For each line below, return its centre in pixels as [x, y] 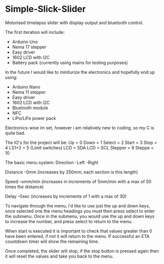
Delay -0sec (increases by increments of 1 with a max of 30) [66, 196]
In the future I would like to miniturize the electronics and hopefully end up [80, 72]
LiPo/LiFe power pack [34, 118]
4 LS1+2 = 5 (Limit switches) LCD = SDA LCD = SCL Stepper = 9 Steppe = [80, 147]
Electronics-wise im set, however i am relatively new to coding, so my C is [80, 128]
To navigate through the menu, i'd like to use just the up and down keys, [78, 205]
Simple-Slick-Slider [46, 9]
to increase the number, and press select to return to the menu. [69, 221]
